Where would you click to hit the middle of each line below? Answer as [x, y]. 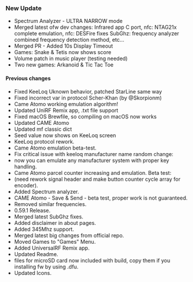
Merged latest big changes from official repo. [69, 235]
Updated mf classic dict [43, 129]
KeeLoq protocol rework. [44, 141]
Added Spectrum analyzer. [46, 191]
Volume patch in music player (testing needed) [71, 59]
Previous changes [28, 78]
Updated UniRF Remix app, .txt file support [66, 110]
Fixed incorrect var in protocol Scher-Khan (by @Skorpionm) [88, 98]
